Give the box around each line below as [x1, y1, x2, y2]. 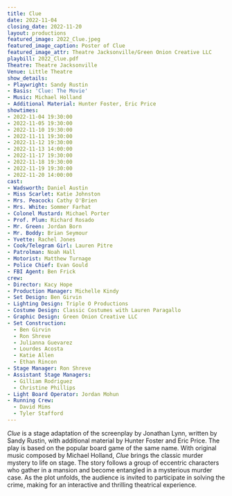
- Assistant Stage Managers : [7, 371, 91, 378]
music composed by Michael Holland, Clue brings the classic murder [7, 451, 204, 459]
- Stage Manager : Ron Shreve [7, 365, 91, 372]
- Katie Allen [13, 352, 54, 359]
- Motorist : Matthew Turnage [7, 255, 91, 262]
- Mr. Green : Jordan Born [7, 223, 82, 230]
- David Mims [13, 404, 51, 411]
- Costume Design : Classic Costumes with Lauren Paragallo [7, 307, 181, 314]
